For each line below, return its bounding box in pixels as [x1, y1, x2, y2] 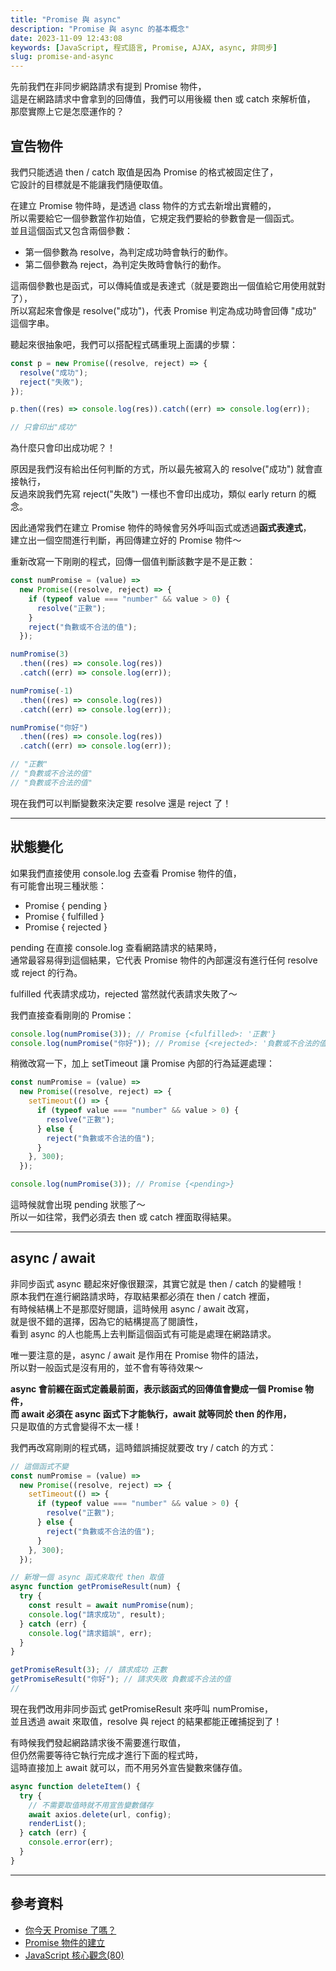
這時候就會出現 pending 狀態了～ [10, 1199, 146, 1210]
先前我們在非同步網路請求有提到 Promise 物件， [10, 81, 207, 93]
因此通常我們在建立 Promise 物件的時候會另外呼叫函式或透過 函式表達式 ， [10, 522, 312, 534]
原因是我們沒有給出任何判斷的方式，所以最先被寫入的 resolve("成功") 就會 [10, 463, 315, 475]
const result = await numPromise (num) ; [28, 1601, 195, 1611]
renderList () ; [28, 1819, 87, 1829]
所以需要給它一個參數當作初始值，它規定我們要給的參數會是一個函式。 [10, 212, 300, 224]
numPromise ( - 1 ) [10, 686, 74, 696]
